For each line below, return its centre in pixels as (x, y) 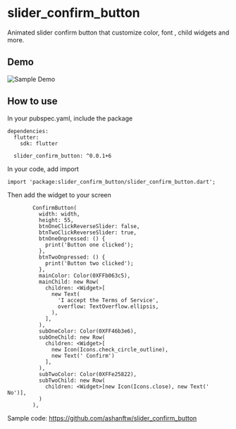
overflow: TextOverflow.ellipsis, (108, 306)
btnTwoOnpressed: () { (72, 257)
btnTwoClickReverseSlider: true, (88, 232)
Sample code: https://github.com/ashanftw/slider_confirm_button (102, 418)
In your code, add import (43, 169)
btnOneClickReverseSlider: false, (89, 226)
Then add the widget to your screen (59, 194)
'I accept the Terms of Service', (108, 300)
